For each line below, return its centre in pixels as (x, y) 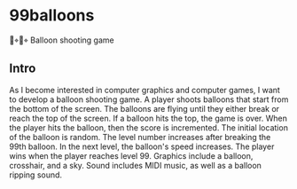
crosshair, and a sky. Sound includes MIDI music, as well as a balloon (135, 165)
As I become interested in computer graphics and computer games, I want (145, 90)
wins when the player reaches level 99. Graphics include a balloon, (131, 155)
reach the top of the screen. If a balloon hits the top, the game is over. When (148, 118)
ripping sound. (36, 175)
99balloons (52, 16)
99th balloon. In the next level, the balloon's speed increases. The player (142, 146)
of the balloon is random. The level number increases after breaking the (140, 137)
